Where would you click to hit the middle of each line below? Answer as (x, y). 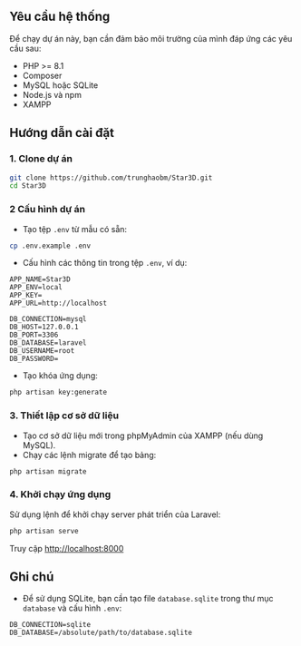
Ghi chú (32, 577)
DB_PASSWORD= (34, 359)
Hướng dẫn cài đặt (62, 133)
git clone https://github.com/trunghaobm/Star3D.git (111, 178)
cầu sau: (25, 48)
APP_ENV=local (36, 288)
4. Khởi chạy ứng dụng (60, 494)
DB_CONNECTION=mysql (49, 319)
